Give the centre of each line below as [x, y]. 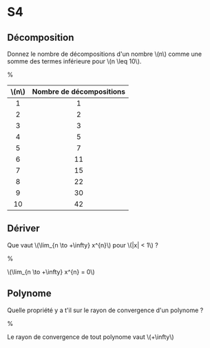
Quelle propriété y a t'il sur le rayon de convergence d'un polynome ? [105, 310]
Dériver [23, 228]
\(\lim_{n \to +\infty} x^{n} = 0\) [51, 272]
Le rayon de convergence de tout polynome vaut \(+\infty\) [91, 337]
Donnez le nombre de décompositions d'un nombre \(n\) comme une [104, 54]
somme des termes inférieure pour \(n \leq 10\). [74, 61]
